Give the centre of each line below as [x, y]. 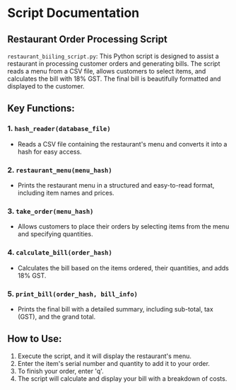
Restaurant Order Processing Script [87, 39]
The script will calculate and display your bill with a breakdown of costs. [122, 378]
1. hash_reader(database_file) [59, 129]
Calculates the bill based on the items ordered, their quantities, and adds [123, 268]
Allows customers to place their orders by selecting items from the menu [123, 226]
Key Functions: [41, 109]
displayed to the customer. [46, 86]
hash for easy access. [50, 151]
